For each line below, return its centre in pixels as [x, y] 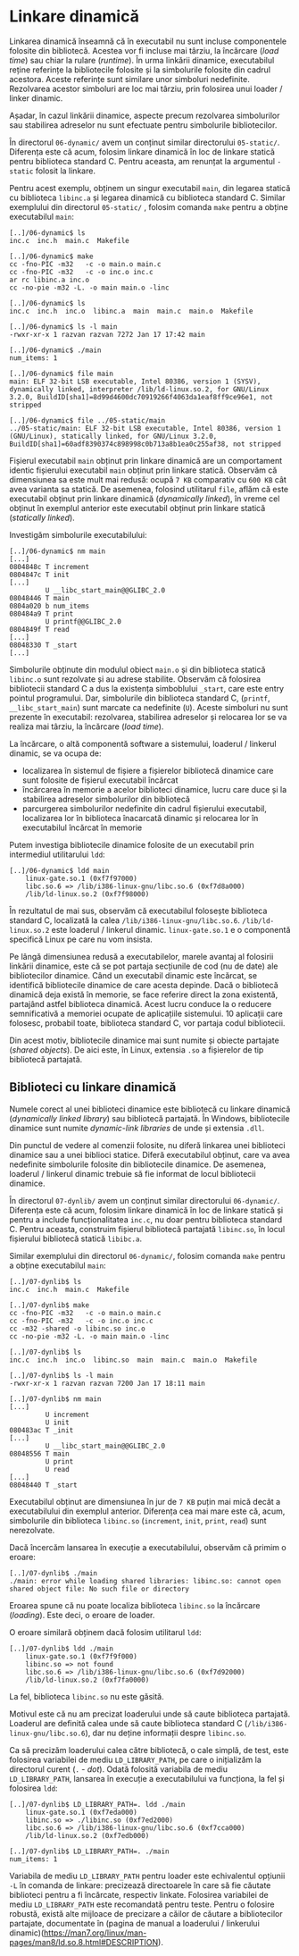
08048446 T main [39, 598]
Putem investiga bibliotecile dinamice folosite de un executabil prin [132, 844]
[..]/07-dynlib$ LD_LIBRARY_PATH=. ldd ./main [97, 1804]
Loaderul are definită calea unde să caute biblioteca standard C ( [129, 1723]
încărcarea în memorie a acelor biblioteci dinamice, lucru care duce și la [154, 789]
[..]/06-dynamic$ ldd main [59, 870]
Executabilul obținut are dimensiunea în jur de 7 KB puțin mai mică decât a [145, 1501]
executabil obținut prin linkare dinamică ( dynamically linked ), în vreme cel [145, 499]
